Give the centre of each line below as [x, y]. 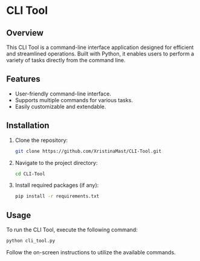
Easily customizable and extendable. [60, 106]
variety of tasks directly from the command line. [66, 60]
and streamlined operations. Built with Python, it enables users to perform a [100, 54]
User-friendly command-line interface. [63, 94]
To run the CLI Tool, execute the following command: [72, 230]
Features [23, 79]
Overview [25, 33]
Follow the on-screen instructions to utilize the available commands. [91, 252]
